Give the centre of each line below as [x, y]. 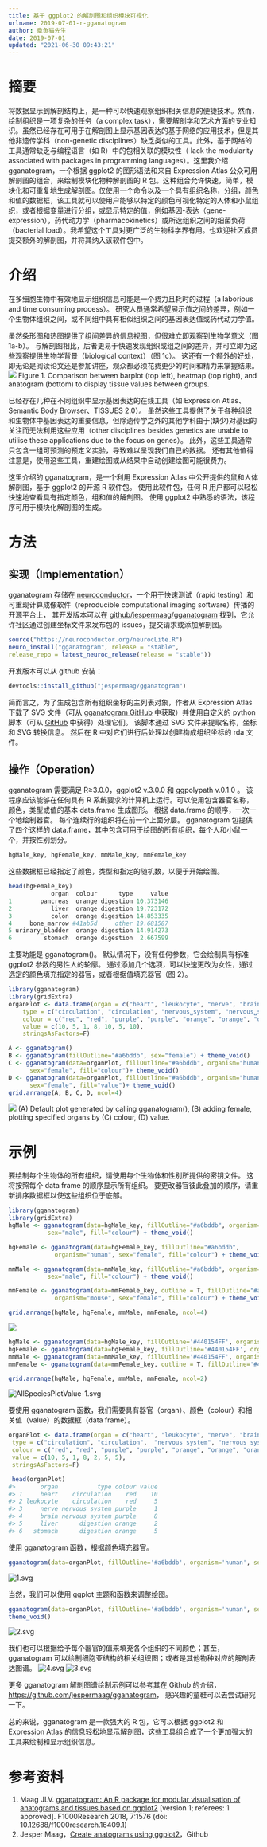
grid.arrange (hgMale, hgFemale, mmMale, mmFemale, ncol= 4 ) [108, 1313]
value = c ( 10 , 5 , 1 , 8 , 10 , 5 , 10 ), [83, 1026]
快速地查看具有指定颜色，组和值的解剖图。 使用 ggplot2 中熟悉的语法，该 [128, 497]
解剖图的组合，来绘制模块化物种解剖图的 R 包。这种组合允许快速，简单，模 [131, 181]
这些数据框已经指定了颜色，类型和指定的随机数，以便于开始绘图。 [116, 871]
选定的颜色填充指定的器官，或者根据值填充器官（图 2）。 [100, 974]
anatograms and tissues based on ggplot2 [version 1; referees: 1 [124, 1808]
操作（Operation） [54, 769]
